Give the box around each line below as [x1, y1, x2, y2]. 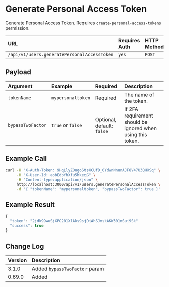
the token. [124, 97, 148, 104]
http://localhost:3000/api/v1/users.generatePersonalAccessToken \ [16, 182, 161, 187]
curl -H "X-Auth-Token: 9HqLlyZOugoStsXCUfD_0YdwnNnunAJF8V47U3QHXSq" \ [5, 167, 161, 173]
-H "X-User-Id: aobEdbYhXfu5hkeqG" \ [16, 173, 96, 178]
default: [95, 122, 113, 129]
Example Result [5, 200, 55, 209]
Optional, [95, 116, 117, 123]
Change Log [5, 242, 44, 250]
